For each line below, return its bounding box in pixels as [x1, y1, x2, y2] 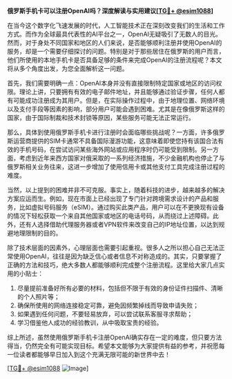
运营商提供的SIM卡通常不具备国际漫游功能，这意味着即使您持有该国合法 [12, 137, 218, 145]
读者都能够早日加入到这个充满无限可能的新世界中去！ [19, 351, 171, 358]
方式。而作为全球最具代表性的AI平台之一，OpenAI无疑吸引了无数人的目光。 [7, 30, 222, 38]
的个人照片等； [17, 293, 60, 300]
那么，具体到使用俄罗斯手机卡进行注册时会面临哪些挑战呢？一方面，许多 [7, 128, 213, 136]
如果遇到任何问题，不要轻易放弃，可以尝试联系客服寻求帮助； [17, 310, 193, 318]
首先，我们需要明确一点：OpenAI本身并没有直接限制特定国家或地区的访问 [7, 79, 216, 87]
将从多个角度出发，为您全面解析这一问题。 [7, 65, 128, 72]
